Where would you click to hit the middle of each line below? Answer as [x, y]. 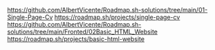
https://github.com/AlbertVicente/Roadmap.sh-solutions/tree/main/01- [107, 10]
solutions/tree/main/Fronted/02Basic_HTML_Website [82, 32]
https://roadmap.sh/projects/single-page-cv [117, 17]
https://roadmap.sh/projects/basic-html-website [76, 39]
